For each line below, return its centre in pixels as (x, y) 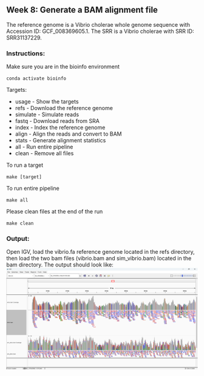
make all (17, 200)
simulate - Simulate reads (47, 114)
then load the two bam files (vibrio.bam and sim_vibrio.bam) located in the (99, 259)
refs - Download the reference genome (64, 108)
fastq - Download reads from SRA (57, 121)
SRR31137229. (24, 37)
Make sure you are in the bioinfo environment (63, 67)
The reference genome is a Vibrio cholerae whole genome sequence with (98, 24)
